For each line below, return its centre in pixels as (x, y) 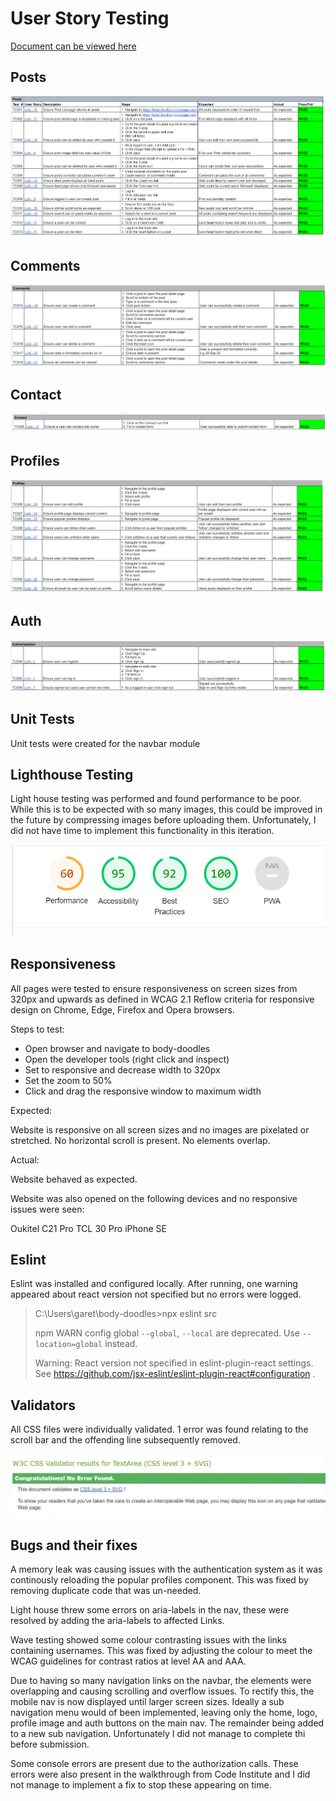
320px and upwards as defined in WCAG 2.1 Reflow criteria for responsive (162, 999)
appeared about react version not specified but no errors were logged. (156, 1294)
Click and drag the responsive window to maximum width (143, 1091)
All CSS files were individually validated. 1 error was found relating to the (159, 1429)
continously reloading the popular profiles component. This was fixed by (159, 1580)
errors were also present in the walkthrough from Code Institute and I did (160, 1774)
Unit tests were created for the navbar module (105, 743)
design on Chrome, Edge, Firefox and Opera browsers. (122, 1009)
